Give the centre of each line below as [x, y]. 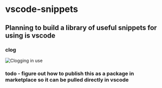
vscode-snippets [42, 9]
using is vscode [30, 35]
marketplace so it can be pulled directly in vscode [67, 79]
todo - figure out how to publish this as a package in [70, 73]
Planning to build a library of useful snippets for [81, 28]
